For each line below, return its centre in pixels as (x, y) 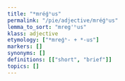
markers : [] (25, 46)
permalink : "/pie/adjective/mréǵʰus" (63, 20)
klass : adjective (33, 33)
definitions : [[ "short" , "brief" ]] (60, 60)
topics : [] (23, 66)
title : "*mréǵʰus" (34, 14)
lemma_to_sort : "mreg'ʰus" (47, 27)
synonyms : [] (26, 54)
